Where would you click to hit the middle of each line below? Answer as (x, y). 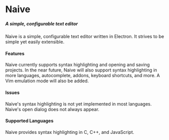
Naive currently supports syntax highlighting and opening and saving (78, 65)
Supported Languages (30, 121)
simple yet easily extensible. (35, 42)
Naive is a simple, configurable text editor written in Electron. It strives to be (85, 37)
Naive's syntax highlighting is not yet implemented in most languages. (78, 104)
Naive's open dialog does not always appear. (52, 109)
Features (15, 53)
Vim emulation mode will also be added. (47, 81)
